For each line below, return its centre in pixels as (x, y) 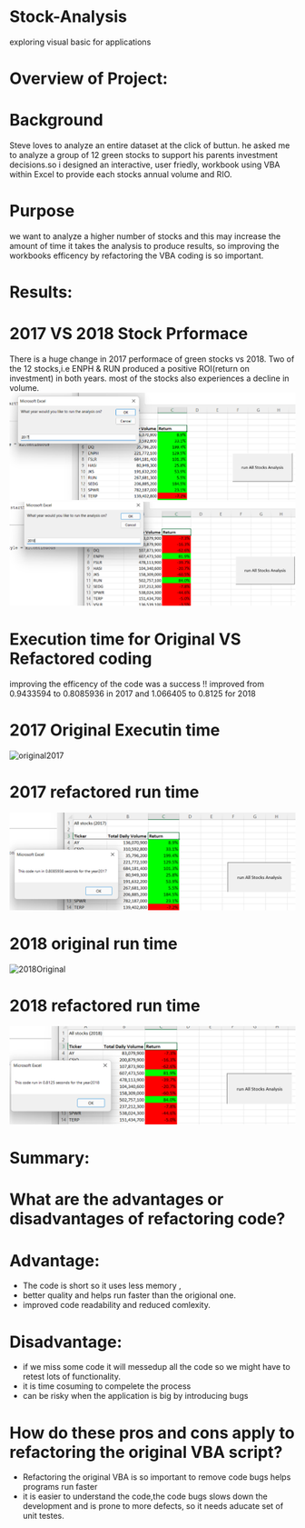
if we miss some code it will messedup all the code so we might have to (156, 1367)
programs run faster (60, 1487)
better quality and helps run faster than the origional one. (129, 1295)
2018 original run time (93, 944)
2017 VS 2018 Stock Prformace (129, 334)
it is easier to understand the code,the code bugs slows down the (145, 1496)
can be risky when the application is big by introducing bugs (135, 1396)
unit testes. (44, 1516)
